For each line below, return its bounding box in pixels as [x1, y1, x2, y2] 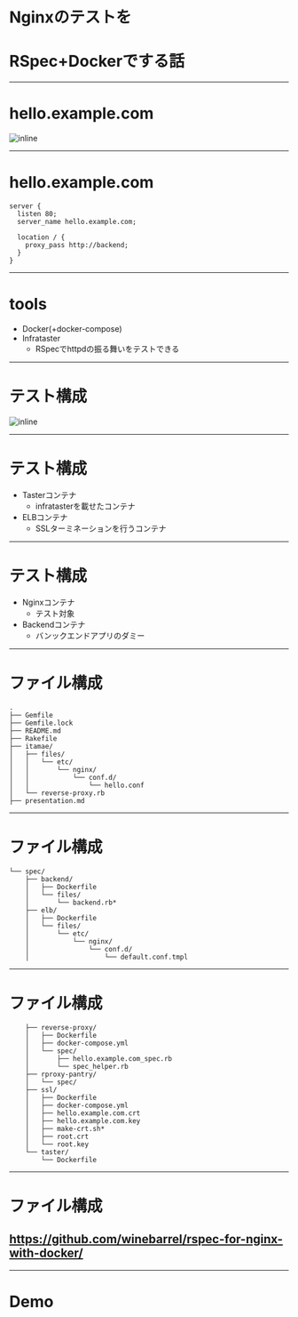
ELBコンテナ [21, 511, 68, 522]
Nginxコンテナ [21, 597, 75, 607]
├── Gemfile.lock [9, 719, 74, 727]
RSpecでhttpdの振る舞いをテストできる [35, 343, 180, 354]
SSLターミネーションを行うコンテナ [35, 523, 167, 534]
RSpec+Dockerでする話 [9, 52, 185, 71]
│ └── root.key [25, 1139, 90, 1149]
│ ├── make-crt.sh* [25, 1124, 105, 1133]
